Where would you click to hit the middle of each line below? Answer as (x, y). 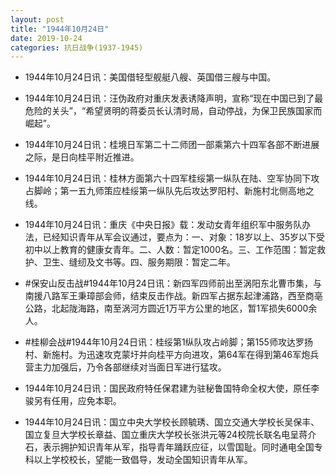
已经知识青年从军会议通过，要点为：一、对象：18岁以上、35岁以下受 (184, 237)
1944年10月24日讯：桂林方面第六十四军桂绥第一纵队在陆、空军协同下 (168, 178)
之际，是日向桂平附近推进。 (82, 157)
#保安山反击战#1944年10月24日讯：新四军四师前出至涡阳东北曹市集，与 (173, 283)
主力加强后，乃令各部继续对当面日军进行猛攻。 (130, 367)
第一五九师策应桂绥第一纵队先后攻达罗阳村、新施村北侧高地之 (187, 191)
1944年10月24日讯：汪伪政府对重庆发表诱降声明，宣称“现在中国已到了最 (174, 98)
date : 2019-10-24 (46, 38)
